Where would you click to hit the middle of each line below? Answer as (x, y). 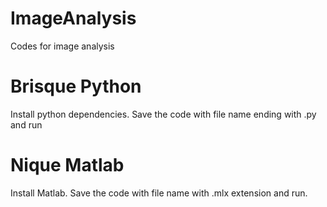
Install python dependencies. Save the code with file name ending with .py (163, 114)
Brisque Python (76, 86)
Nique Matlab (67, 165)
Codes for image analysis (62, 46)
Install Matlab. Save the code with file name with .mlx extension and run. (159, 193)
